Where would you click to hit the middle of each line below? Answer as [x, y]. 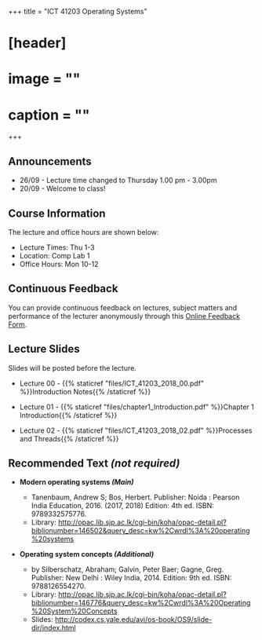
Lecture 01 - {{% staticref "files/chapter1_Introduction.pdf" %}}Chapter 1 [137, 407]
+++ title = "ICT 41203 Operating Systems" [78, 11]
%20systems [53, 539]
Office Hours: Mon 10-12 [59, 264]
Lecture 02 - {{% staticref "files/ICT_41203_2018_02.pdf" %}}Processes [136, 430]
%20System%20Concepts [74, 611]
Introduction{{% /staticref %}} [68, 415]
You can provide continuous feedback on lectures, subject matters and [123, 307]
